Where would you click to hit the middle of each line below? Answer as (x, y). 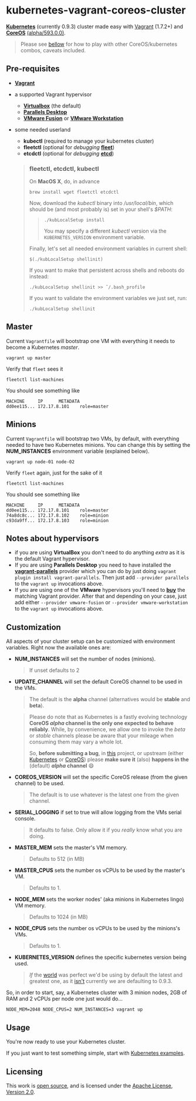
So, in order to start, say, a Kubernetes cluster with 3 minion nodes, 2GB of (97, 992)
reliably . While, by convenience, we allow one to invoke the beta (107, 729)
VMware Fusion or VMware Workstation (73, 118)
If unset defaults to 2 (54, 671)
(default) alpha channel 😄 (62, 766)
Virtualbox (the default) (52, 106)
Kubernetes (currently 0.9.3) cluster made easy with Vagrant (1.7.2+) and (94, 26)
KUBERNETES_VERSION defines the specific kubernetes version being (100, 957)
